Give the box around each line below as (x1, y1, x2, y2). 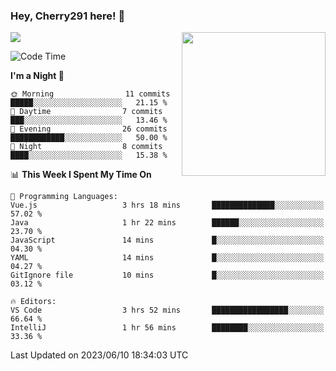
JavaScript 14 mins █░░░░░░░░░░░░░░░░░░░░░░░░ (10, 235, 325, 246)
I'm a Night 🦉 (10, 70, 65, 82)
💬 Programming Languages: (10, 192, 118, 202)
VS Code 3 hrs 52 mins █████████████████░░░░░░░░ (10, 305, 325, 316)
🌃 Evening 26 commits (10, 124, 168, 134)
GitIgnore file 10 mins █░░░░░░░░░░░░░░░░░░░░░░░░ (10, 270, 325, 281)
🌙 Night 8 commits (10, 142, 163, 152)
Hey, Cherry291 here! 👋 (10, 9, 126, 23)
